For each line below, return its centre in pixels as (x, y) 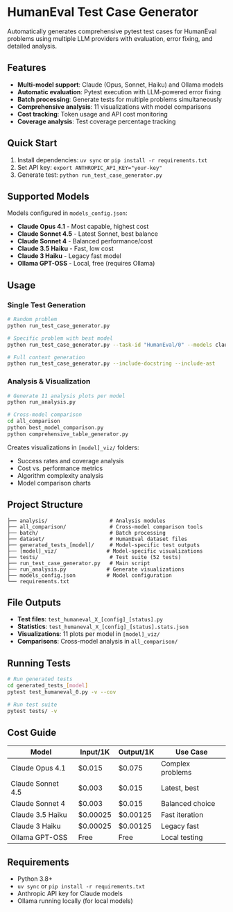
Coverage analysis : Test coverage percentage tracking (96, 121)
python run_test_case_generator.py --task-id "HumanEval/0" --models (110, 345)
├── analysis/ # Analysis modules (87, 521)
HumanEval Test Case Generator (103, 12)
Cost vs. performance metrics (60, 468)
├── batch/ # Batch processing (87, 533)
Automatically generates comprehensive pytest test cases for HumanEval (112, 31)
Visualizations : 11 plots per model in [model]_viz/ (89, 634)
